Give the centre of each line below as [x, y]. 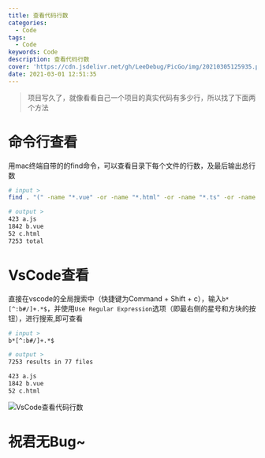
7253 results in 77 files [50, 362]
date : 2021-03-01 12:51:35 [52, 74]
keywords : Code [33, 52]
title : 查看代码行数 [38, 15]
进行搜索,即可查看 [54, 318]
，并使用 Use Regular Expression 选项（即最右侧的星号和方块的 [148, 308]
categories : [28, 23]
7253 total [26, 241]
